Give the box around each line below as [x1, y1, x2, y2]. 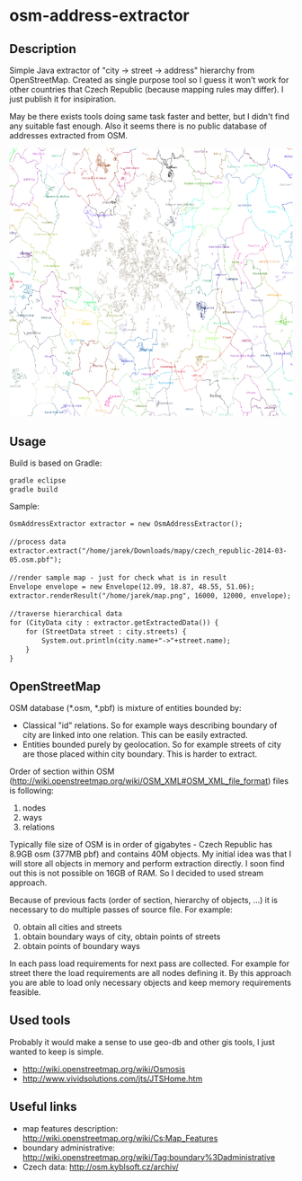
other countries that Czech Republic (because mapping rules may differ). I [9, 84, 284, 94]
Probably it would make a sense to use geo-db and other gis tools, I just [9, 1036, 276, 1047]
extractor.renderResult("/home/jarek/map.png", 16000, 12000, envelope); [9, 591, 292, 600]
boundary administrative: [22, 1142, 115, 1153]
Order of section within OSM [9, 766, 115, 777]
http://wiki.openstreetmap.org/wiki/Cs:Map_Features [22, 1132, 218, 1143]
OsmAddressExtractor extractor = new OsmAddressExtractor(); [9, 519, 244, 528]
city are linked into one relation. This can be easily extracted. [22, 729, 248, 740]
